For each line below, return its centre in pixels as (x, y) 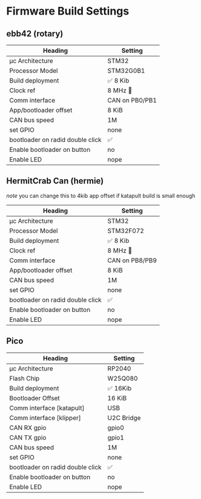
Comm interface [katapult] (47, 408)
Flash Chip (25, 378)
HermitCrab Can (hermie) (55, 181)
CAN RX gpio (28, 427)
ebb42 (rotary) (35, 34)
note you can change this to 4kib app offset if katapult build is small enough (101, 195)
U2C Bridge (124, 418)
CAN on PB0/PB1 (132, 100)
